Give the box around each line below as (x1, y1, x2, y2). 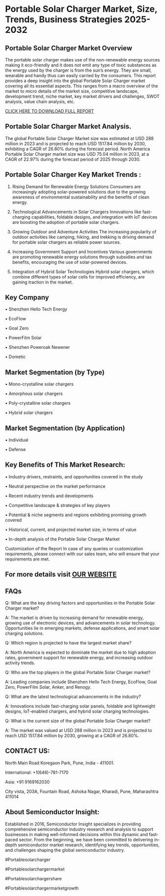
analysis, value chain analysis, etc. (5, 99, 75, 104)
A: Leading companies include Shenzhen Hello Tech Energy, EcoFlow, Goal (5, 679, 157, 685)
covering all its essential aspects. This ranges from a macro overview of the (5, 83, 158, 89)
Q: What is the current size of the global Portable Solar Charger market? (5, 718, 151, 724)
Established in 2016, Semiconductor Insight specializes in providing (5, 821, 141, 827)
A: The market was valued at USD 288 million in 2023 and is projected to (5, 728, 152, 733)
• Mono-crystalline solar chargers (5, 381, 74, 387)
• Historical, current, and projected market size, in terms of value (5, 527, 137, 532)
